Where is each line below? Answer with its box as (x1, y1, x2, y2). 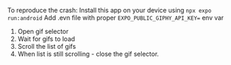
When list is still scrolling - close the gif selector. (17, 49, 159, 58)
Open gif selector (17, 28, 69, 35)
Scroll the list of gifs (17, 42, 77, 50)
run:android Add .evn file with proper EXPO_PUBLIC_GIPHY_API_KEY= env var (7, 13, 225, 22)
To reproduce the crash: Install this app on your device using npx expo (7, 6, 212, 14)
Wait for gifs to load (17, 35, 76, 43)
